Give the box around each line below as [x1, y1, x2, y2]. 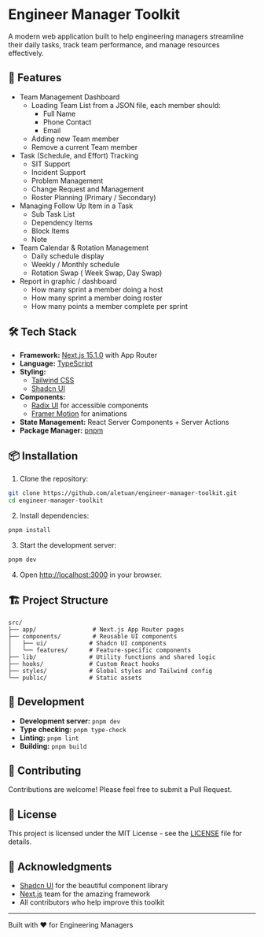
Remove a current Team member [31, 142, 138, 151]
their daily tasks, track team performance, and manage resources [8, 39, 220, 49]
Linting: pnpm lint [19, 733, 79, 742]
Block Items [31, 226, 70, 236]
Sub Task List [31, 209, 75, 218]
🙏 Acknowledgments [8, 860, 112, 873]
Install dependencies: [19, 511, 90, 521]
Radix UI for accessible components [31, 400, 148, 410]
